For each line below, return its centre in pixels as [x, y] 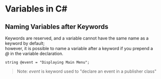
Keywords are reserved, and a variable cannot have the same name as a [77, 38]
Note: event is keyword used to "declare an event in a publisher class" [87, 71]
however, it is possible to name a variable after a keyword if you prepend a [79, 48]
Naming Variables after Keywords [57, 27]
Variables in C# [36, 9]
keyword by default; [25, 43]
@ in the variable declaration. [34, 53]
